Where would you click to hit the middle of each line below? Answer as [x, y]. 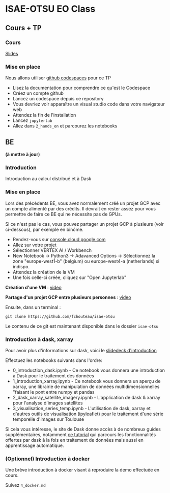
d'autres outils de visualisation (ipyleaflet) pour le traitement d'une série [88, 414]
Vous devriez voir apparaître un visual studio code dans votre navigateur [89, 104]
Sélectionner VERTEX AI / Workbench [52, 250]
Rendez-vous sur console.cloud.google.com [59, 239]
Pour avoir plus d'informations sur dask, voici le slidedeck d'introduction [81, 350]
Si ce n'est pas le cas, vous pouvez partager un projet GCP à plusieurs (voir [84, 224]
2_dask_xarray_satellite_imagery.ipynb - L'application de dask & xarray [86, 397]
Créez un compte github [38, 93]
